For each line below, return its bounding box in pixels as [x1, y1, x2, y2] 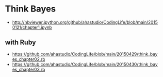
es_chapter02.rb [12, 56, 45, 62]
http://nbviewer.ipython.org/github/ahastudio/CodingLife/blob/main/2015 [12, 19, 158, 25]
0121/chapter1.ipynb [12, 24, 52, 30]
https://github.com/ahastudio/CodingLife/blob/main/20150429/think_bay [12, 51, 158, 57]
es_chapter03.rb [12, 66, 45, 72]
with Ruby [5, 38, 36, 47]
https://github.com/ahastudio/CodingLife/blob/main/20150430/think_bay [12, 61, 158, 67]
